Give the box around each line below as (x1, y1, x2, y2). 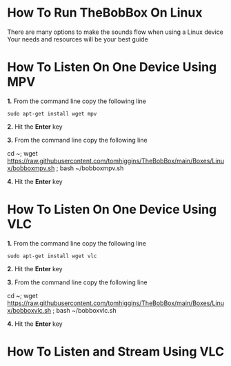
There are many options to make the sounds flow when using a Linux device (7, 28, 224, 36)
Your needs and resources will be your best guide (7, 35, 148, 43)
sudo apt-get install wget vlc (7, 253, 97, 259)
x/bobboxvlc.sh (7, 306, 52, 314)
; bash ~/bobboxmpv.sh (56, 164, 124, 172)
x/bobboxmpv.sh (7, 164, 55, 172)
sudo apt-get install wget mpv (7, 110, 97, 117)
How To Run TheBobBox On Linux (7, 5, 203, 21)
